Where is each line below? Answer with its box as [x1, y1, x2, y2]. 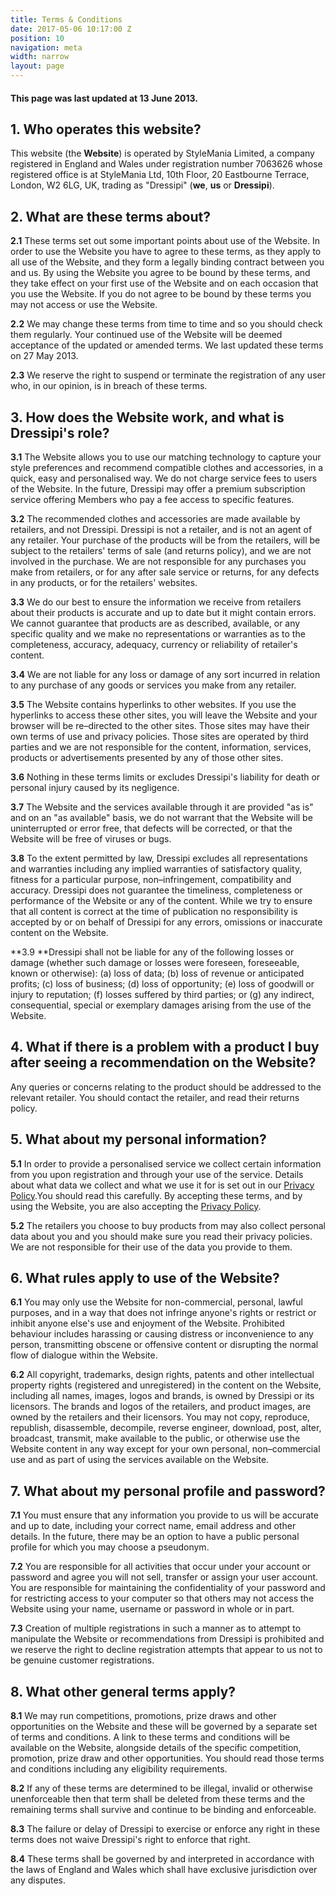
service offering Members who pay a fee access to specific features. [10, 494, 295, 506]
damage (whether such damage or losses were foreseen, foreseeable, [10, 957, 300, 969]
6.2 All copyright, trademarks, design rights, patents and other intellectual [10, 1369, 315, 1381]
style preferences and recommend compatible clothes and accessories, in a [10, 462, 324, 474]
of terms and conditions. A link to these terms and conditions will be [10, 1731, 291, 1743]
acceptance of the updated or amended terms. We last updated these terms [10, 339, 324, 351]
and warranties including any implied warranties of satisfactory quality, [10, 863, 303, 875]
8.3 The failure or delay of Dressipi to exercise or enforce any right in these [10, 1823, 321, 1835]
